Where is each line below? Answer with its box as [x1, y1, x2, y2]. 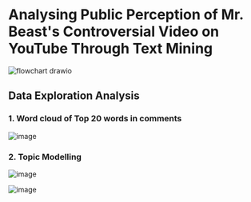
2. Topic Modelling [8, 151, 82, 162]
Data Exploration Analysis [8, 89, 140, 103]
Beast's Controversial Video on [8, 22, 220, 41]
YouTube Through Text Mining [8, 40, 213, 57]
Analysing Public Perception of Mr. [8, 6, 244, 24]
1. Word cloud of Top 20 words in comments [8, 113, 182, 125]
